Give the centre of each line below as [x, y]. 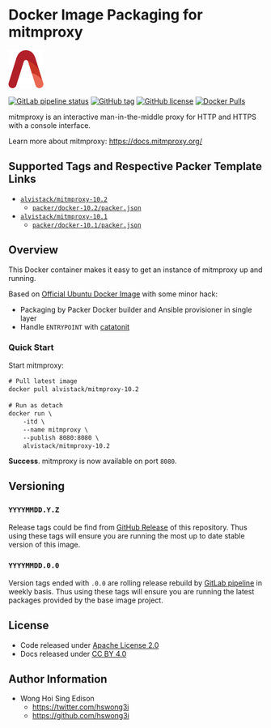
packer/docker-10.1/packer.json [87, 225]
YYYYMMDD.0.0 [34, 566]
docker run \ [30, 413]
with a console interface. [50, 125]
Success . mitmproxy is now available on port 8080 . [93, 461]
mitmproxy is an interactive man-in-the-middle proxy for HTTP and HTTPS [133, 117]
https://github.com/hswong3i [80, 716]
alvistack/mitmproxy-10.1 [64, 216]
